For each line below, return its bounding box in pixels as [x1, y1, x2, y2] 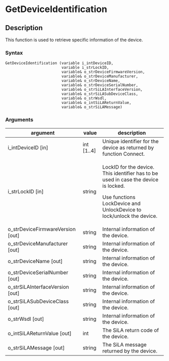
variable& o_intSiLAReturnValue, [61, 100, 132, 105]
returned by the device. [102, 347, 157, 354]
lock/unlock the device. [102, 212, 157, 219]
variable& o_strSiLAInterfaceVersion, [61, 87, 143, 92]
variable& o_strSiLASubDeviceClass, [61, 91, 138, 96]
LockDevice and [102, 200, 141, 207]
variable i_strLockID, [61, 65, 109, 70]
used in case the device [102, 176, 158, 183]
